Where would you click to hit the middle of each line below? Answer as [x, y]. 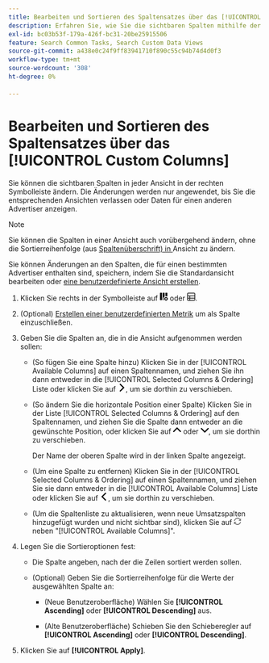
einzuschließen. [46, 322]
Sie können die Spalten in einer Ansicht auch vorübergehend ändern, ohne [132, 240]
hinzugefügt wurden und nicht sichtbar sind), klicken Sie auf [132, 522]
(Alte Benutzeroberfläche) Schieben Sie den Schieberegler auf [148, 626]
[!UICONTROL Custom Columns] [119, 160]
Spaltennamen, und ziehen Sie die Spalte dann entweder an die [137, 422]
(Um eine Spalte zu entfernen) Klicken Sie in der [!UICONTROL [136, 471]
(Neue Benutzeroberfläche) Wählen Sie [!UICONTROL [133, 602]
